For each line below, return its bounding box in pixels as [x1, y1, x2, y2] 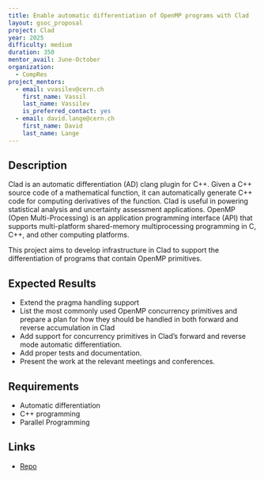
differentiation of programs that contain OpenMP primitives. [8, 254, 202, 264]
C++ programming [19, 409, 81, 419]
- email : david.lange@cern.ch [15, 115, 115, 123]
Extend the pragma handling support [19, 298, 140, 307]
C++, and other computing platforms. [8, 230, 130, 240]
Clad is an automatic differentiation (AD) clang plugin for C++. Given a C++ [8, 180, 253, 189]
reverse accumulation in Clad [19, 323, 115, 333]
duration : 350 [8, 48, 55, 56]
